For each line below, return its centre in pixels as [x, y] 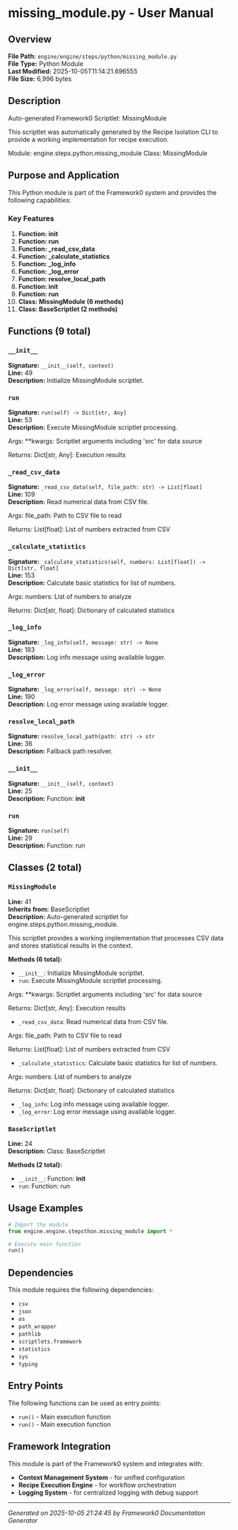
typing [28, 1365]
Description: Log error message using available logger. [89, 704]
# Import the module [38, 1225]
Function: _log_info [47, 264]
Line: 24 [20, 1143]
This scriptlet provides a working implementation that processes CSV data [116, 938]
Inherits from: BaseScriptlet [49, 909]
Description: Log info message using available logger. [87, 657]
